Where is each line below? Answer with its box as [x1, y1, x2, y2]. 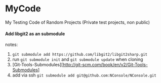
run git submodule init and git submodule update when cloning [12, 56, 143, 62]
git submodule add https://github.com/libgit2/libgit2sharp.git [12, 52, 148, 57]
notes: [5, 41, 18, 47]
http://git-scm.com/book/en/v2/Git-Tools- [62, 62, 148, 68]
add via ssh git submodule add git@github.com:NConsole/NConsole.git [12, 72, 157, 78]
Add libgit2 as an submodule [5, 31, 65, 37]
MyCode [5, 3, 41, 14]
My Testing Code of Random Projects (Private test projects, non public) [5, 19, 150, 25]
